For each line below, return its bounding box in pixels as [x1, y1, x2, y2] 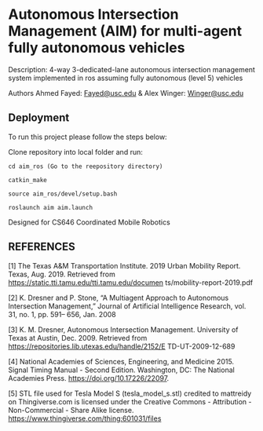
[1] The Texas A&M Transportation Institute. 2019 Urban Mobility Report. [8, 261, 241, 270]
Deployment [8, 111, 70, 125]
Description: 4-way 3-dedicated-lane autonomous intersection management [8, 64, 255, 74]
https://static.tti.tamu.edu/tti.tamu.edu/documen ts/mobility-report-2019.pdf [8, 277, 254, 287]
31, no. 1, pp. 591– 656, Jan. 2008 [8, 309, 116, 319]
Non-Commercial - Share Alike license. [8, 405, 134, 415]
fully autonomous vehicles [8, 39, 185, 57]
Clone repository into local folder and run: [8, 147, 144, 156]
